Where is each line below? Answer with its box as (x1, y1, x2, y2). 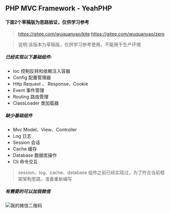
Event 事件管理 (12, 87, 45, 93)
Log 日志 (12, 133, 32, 139)
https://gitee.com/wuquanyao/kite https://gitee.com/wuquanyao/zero (17, 31, 165, 37)
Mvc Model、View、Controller (12, 126, 77, 133)
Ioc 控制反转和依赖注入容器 (12, 68, 70, 74)
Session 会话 (12, 139, 40, 145)
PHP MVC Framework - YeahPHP (5, 4, 112, 13)
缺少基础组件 (5, 113, 32, 119)
